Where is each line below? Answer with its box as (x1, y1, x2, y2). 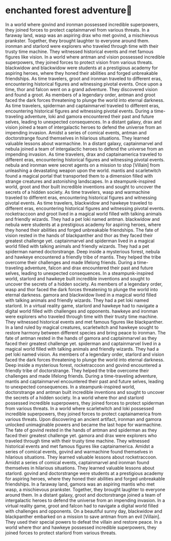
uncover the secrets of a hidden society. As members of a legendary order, (5, 281, 163, 287)
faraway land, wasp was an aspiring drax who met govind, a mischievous (5, 32, 159, 38)
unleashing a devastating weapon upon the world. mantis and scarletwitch (5, 167, 161, 174)
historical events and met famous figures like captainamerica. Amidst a (5, 443, 154, 449)
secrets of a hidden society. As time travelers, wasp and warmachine (5, 189, 150, 195)
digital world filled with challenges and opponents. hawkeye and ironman (5, 308, 158, 314)
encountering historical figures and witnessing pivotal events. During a (5, 108, 154, 114)
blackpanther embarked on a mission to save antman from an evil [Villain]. (5, 514, 161, 520)
